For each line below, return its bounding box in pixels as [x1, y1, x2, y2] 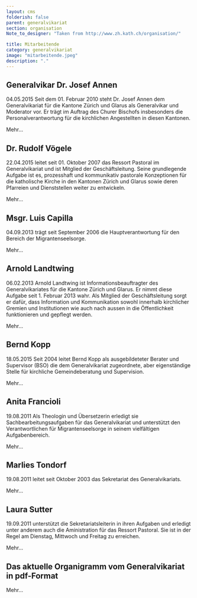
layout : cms [6, 8, 35, 15]
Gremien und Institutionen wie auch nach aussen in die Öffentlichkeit [6, 304, 174, 311]
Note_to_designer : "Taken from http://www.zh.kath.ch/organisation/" [6, 31, 182, 37]
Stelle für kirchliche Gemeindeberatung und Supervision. [6, 368, 144, 375]
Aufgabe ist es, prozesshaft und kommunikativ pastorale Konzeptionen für [6, 171, 187, 179]
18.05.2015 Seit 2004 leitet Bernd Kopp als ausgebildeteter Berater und [6, 355, 179, 362]
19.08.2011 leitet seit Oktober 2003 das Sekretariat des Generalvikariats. [6, 476, 182, 483]
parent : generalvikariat [6, 20, 67, 26]
